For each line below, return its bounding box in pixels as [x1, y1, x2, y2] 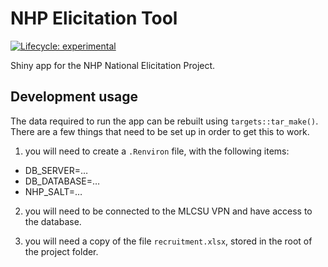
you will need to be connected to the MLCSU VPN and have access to [24, 205, 313, 217]
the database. [24, 215, 82, 227]
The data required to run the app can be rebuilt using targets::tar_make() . [10, 115, 319, 127]
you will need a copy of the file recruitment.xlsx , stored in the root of [24, 235, 313, 247]
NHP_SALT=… [24, 185, 83, 197]
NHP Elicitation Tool [10, 7, 178, 30]
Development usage [10, 88, 139, 106]
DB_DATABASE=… [24, 175, 101, 187]
